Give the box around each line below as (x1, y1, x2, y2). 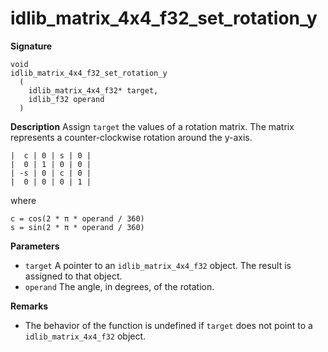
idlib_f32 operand (28, 94, 105, 104)
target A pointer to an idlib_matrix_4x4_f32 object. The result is (24, 259, 292, 271)
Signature (10, 40, 53, 52)
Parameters (10, 240, 60, 252)
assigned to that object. (24, 270, 123, 282)
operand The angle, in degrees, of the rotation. (24, 280, 215, 292)
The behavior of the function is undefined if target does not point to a (24, 319, 313, 331)
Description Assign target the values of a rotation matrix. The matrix (10, 120, 295, 132)
